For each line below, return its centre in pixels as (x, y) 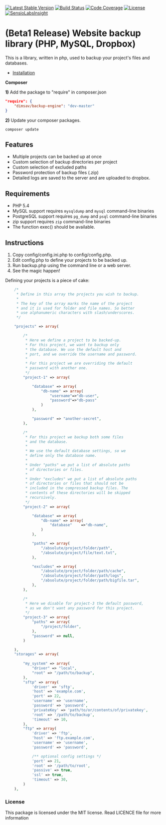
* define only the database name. (61, 456)
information (17, 818)
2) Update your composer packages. (43, 120)
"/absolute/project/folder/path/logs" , (82, 576)
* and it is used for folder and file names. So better (76, 308)
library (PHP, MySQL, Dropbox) (71, 44)
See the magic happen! (36, 271)
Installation (24, 73)
